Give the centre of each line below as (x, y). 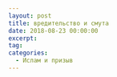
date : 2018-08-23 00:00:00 (53, 30)
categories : (28, 53)
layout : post (30, 16)
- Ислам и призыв (44, 61)
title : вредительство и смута (59, 23)
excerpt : (23, 38)
